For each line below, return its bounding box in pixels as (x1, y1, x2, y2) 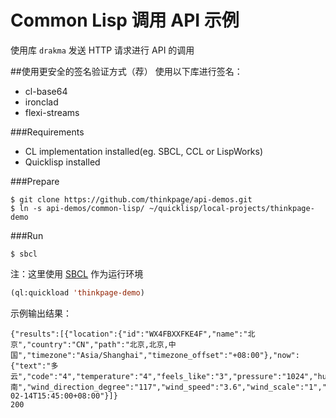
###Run (10, 229, 44, 241)
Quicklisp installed (24, 156, 101, 168)
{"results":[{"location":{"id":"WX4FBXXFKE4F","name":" (10, 329, 248, 339)
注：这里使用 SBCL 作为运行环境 (10, 267, 144, 280)
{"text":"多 (10, 361, 59, 371)
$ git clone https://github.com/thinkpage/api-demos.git (10, 194, 253, 205)
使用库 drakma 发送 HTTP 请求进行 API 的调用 (10, 44, 195, 56)
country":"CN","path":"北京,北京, (31, 339, 169, 350)
